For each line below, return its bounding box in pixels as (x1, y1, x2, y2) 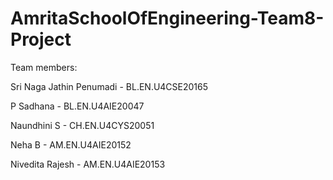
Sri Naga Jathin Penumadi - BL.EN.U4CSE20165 (10, 80, 209, 92)
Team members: (10, 61, 78, 73)
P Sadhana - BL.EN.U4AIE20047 (10, 100, 145, 112)
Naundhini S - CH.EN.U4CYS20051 (10, 119, 155, 131)
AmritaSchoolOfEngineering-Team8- (10, 7, 325, 30)
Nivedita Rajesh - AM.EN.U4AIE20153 (10, 158, 166, 170)
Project (10, 28, 72, 51)
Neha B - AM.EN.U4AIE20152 (10, 138, 132, 151)
